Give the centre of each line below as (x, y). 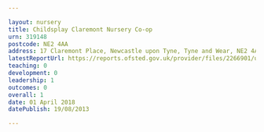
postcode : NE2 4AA (38, 44)
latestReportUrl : (37, 59)
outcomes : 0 (27, 87)
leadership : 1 (31, 80)
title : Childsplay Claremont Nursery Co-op (81, 29)
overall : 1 (26, 95)
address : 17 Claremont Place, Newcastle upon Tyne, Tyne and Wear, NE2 (128, 52)
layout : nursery (35, 22)
